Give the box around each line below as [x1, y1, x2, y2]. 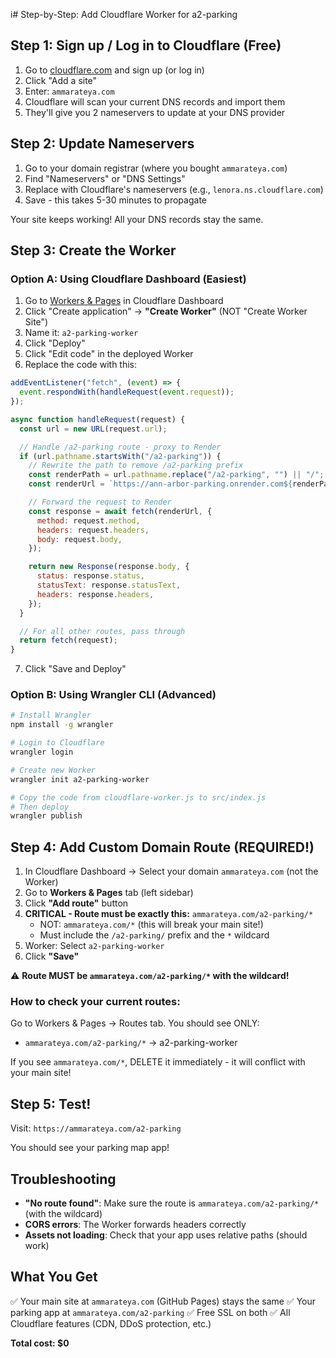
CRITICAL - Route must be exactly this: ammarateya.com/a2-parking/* [24, 908, 314, 920]
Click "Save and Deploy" [24, 663, 127, 675]
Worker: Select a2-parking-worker [24, 940, 165, 952]
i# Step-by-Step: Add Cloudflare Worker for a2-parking [10, 9, 238, 20]
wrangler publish [10, 811, 83, 821]
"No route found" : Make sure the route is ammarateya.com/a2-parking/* [24, 1197, 320, 1209]
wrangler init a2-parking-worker [10, 774, 150, 784]
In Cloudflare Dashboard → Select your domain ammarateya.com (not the [24, 865, 319, 878]
